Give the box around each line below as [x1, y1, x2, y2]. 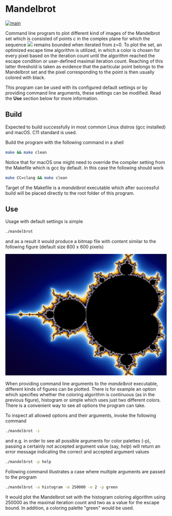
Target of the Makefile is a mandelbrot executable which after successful [5, 185, 160, 191]
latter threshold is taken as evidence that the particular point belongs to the [5, 63, 164, 69]
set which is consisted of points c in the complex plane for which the [5, 35, 150, 42]
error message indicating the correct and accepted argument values [5, 449, 149, 455]
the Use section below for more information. [5, 95, 99, 101]
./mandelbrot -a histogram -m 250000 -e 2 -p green [5, 485, 118, 490]
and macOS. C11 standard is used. [5, 129, 77, 135]
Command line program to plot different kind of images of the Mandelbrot [5, 30, 160, 36]
